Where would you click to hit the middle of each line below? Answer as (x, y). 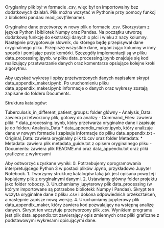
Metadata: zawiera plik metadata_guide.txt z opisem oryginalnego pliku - (78, 143)
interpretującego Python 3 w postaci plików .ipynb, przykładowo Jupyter (78, 168)
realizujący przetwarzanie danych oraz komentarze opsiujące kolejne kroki (80, 63)
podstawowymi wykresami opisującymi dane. (51, 220)
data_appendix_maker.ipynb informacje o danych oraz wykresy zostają (76, 88)
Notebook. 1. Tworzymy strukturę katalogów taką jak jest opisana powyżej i (81, 174)
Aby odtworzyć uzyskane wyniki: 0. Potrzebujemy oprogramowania (73, 163)
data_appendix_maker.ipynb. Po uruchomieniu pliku (57, 83)
